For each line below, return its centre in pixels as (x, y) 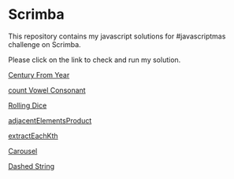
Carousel (23, 151)
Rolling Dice (28, 105)
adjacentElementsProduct (50, 120)
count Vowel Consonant (47, 90)
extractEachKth (33, 136)
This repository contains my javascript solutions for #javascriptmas (117, 36)
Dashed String (32, 166)
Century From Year (39, 75)
